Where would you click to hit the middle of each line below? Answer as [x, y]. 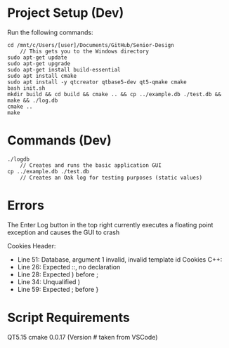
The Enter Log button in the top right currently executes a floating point [110, 225]
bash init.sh [26, 88]
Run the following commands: [50, 32]
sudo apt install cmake [42, 76]
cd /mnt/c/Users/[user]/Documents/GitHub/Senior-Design [91, 45]
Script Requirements [68, 318]
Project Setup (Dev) [66, 13]
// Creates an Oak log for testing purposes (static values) [111, 178]
